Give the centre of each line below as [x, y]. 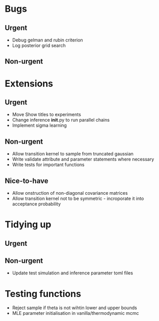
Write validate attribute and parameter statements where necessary [83, 159]
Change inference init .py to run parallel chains [61, 120]
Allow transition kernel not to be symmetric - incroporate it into [78, 199]
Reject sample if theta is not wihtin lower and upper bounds [74, 308]
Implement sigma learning [39, 125]
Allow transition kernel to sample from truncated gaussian [73, 154]
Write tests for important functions [48, 165]
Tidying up [28, 225]
